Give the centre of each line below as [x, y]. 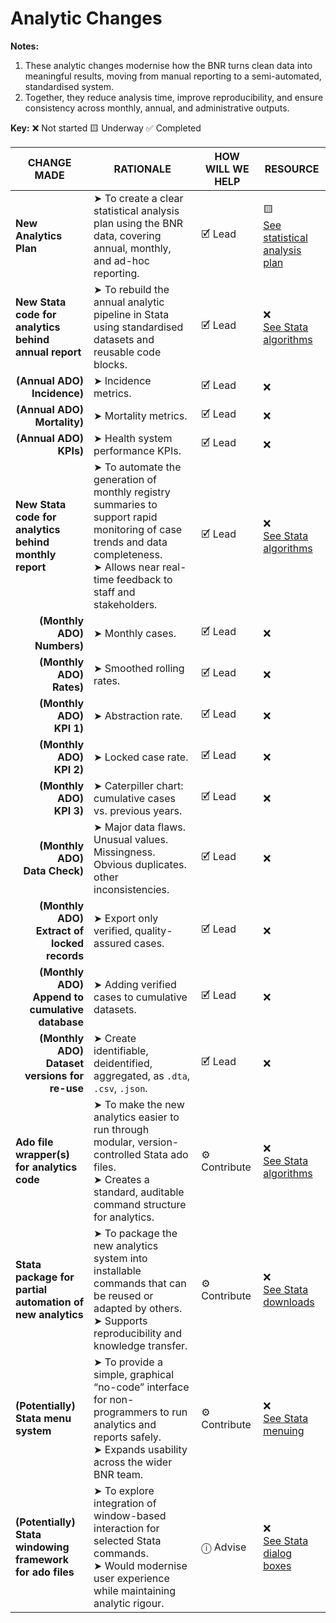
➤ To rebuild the [131, 289]
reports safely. [127, 1437]
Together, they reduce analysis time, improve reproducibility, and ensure [174, 97]
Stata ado [166, 1154]
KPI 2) [69, 769]
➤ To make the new [139, 1104]
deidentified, [123, 1063]
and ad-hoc [121, 260]
